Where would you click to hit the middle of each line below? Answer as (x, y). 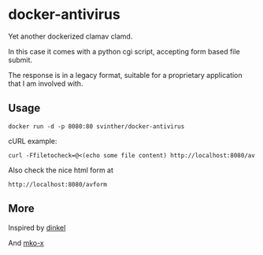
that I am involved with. (46, 83)
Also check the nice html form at (61, 170)
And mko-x (26, 242)
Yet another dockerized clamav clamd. (70, 36)
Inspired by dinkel (37, 227)
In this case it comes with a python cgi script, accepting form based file (124, 51)
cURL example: (33, 141)
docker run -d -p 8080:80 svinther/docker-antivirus (96, 126)
